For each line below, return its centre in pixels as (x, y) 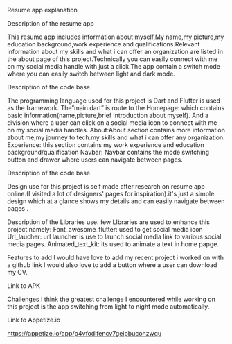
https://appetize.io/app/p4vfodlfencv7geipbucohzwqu (84, 333)
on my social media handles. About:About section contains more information (116, 130)
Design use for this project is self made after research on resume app (106, 186)
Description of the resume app (51, 23)
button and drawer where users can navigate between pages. (95, 160)
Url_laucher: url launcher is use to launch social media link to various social (114, 237)
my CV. (17, 272)
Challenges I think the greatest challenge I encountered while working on (111, 299)
